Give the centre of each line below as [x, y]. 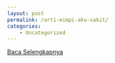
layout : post [26, 13]
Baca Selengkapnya [35, 52]
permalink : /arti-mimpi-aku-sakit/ [58, 20]
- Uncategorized [43, 33]
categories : [24, 26]
